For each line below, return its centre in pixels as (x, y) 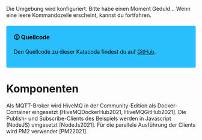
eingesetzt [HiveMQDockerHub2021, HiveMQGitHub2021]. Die (109, 112)
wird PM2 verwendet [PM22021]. (47, 131)
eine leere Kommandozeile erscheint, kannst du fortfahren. (79, 15)
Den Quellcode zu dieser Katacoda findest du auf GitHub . (85, 52)
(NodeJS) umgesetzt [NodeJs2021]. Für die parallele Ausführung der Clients (101, 125)
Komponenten (43, 89)
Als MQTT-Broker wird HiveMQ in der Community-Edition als (81, 106)
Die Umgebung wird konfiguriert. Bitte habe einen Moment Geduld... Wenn (98, 9)
